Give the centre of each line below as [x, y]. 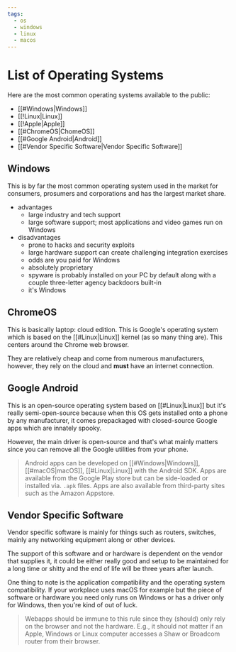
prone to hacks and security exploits [81, 245]
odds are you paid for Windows [74, 260]
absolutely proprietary [61, 267]
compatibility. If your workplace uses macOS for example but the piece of [115, 590]
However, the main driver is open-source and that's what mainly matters [113, 441]
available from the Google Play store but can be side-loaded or [116, 478]
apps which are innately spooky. [55, 428]
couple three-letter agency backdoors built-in [95, 282]
